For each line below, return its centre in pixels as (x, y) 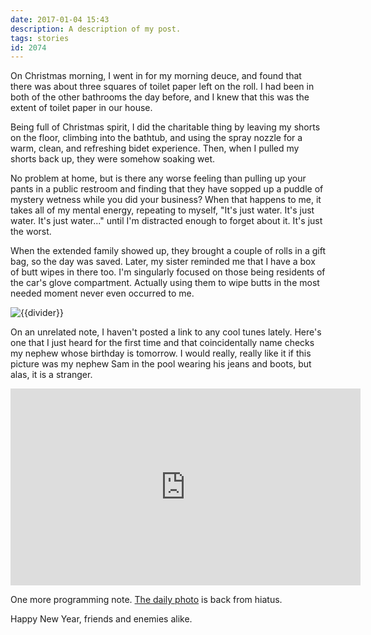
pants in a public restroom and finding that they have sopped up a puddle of (167, 189)
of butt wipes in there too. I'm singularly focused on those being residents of (168, 272)
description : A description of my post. (96, 29)
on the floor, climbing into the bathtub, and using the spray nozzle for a (156, 138)
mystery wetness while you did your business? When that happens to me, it (166, 200)
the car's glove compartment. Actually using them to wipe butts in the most (165, 283)
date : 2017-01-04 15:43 (60, 19)
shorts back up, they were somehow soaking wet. (113, 159)
